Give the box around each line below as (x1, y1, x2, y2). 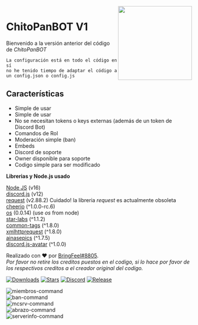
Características (6, 89, 64, 99)
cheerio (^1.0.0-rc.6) (6, 203, 55, 210)
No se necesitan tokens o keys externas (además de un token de (14, 117, 172, 124)
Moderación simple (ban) (14, 136, 76, 143)
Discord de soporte (14, 148, 62, 155)
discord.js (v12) (6, 190, 44, 197)
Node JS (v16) (6, 184, 41, 191)
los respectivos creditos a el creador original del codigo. (6, 264, 143, 271)
